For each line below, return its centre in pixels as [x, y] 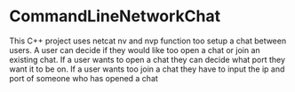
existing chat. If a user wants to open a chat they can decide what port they [147, 59]
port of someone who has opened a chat [84, 78]
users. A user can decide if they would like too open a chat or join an [135, 50]
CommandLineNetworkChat [115, 16]
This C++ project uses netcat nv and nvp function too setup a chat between [148, 41]
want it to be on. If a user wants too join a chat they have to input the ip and [147, 69]
